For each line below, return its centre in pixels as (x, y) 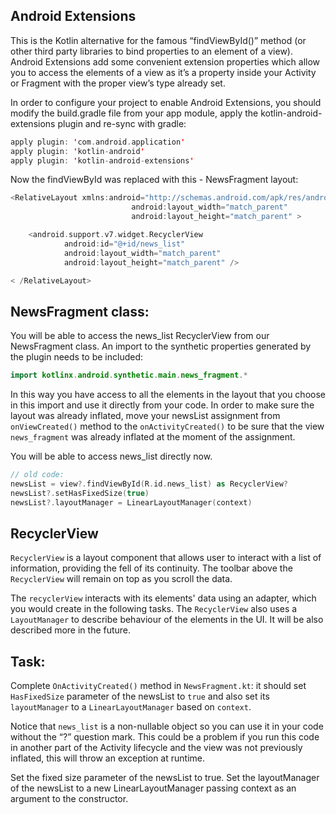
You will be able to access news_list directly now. (111, 456)
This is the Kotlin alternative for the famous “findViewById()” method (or (158, 40)
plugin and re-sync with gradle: (122, 123)
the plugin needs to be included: (76, 357)
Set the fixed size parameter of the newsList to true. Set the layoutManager (165, 778)
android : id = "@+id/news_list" (124, 244)
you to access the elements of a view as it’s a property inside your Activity (163, 72)
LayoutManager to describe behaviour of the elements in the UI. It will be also (167, 620)
